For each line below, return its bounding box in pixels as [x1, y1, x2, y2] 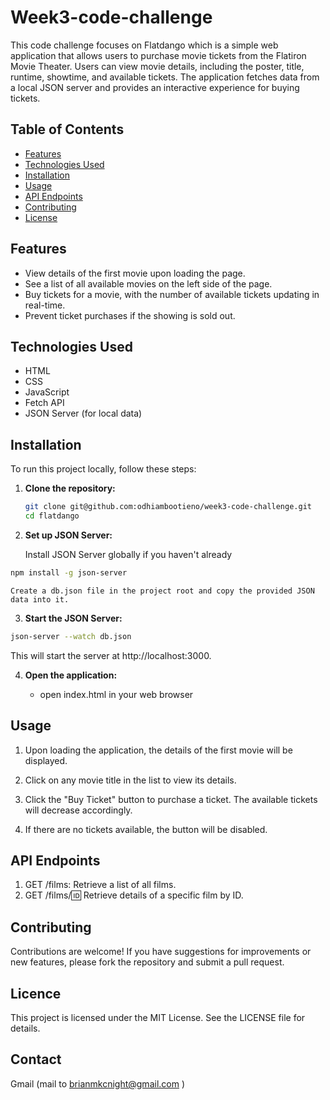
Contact [10, 1051, 62, 1068]
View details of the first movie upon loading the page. [24, 267, 246, 279]
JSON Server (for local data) [24, 407, 143, 420]
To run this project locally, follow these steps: [10, 463, 197, 475]
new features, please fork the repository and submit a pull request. [10, 956, 285, 968]
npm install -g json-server [10, 567, 128, 578]
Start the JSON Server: [24, 612, 123, 624]
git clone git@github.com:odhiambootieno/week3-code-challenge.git [24, 502, 312, 512]
